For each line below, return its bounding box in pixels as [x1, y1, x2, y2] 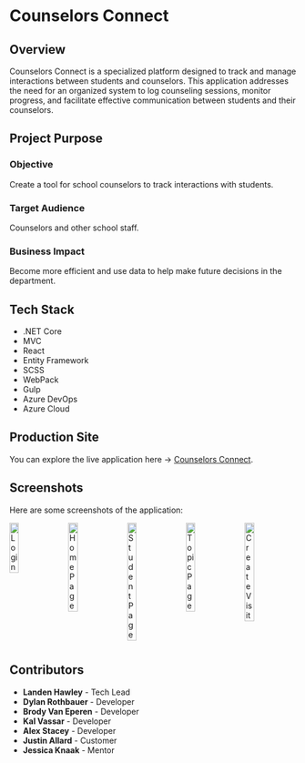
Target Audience [9, 201, 85, 214]
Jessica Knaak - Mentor [22, 744, 116, 756]
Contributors [9, 662, 85, 678]
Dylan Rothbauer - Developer [22, 696, 135, 707]
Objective [9, 158, 54, 171]
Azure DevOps [22, 393, 78, 405]
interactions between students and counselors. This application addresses [9, 76, 290, 86]
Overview [9, 42, 66, 57]
